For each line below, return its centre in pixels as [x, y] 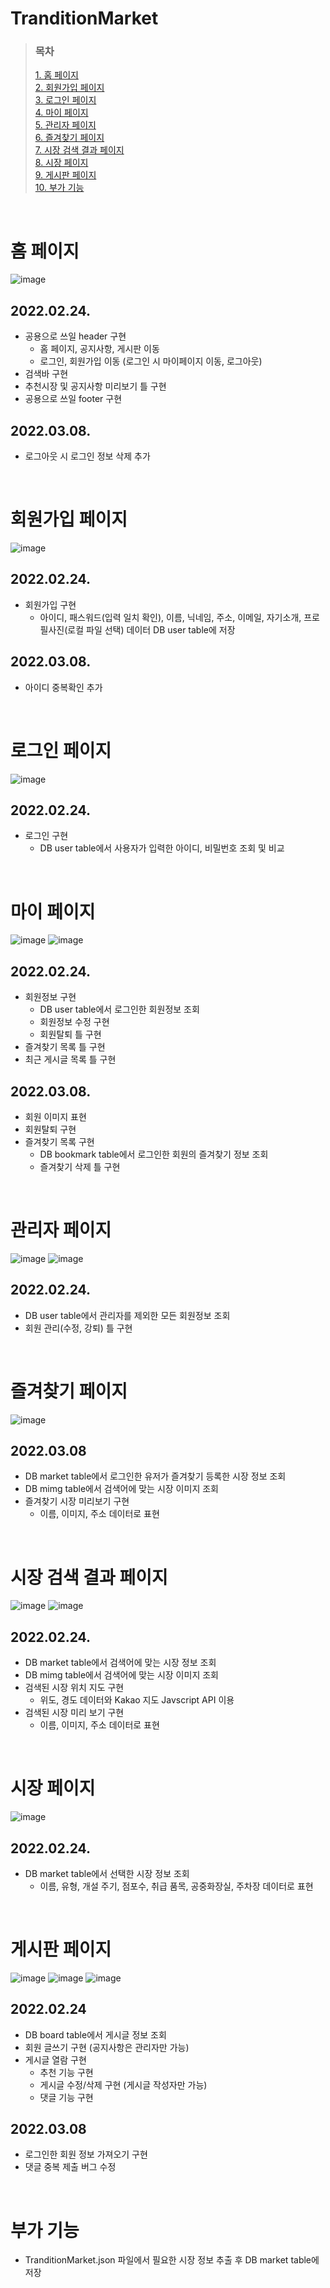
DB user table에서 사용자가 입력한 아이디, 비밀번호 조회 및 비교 [162, 848]
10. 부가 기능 [59, 188]
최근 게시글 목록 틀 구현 [70, 1059]
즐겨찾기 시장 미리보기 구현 [77, 1501]
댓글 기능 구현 [66, 2097]
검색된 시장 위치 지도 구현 [74, 1688]
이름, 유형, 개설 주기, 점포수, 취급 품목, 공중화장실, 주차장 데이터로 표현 [176, 1886]
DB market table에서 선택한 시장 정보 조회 [107, 1873]
